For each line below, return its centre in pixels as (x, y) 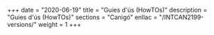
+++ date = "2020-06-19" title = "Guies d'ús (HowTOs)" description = (107, 10)
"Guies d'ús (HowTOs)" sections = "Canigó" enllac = (82, 17)
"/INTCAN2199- (181, 17)
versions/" (22, 24)
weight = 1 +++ (60, 24)
